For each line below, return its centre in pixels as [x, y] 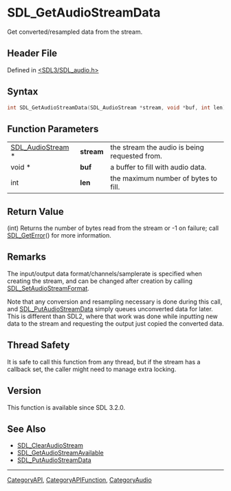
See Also [26, 429]
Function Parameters [53, 129]
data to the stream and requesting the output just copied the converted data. [115, 323]
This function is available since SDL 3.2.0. [66, 407]
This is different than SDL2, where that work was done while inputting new [112, 316]
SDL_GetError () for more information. [59, 236]
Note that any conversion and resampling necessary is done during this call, [115, 302]
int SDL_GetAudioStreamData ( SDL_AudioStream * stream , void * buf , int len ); [118, 107]
